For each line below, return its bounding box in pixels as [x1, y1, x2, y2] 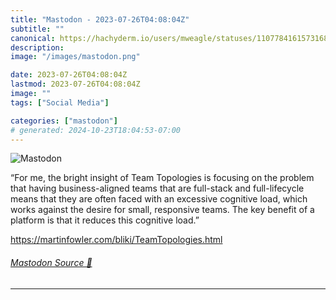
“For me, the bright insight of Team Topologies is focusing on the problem [10, 172, 315, 184]
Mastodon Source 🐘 [10, 256, 93, 268]
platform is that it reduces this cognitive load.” [10, 214, 200, 226]
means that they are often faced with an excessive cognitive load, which [10, 193, 308, 205]
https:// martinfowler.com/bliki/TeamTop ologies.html [10, 234, 223, 246]
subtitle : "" [10, 24, 65, 34]
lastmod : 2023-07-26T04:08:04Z [10, 79, 141, 90]
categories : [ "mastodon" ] [10, 116, 118, 126]
